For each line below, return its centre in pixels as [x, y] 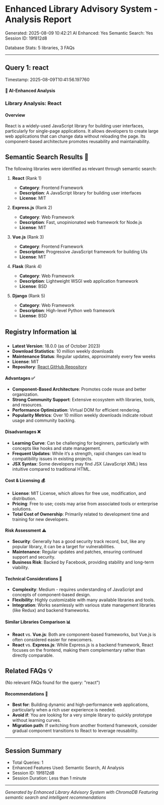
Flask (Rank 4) [27, 267]
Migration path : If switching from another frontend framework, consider [85, 726]
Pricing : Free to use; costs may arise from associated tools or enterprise [85, 504]
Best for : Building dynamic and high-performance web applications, [81, 705]
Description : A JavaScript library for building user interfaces [80, 193]
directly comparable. [33, 656]
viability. [20, 567]
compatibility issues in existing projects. [52, 459]
